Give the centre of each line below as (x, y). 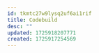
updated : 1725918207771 (42, 33)
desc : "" (20, 26)
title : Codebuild (32, 20)
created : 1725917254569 (42, 39)
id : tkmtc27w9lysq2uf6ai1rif (49, 13)
